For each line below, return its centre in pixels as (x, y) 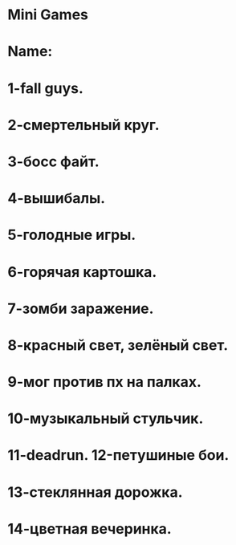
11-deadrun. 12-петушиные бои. (118, 456)
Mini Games (48, 15)
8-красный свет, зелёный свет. (118, 345)
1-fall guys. (45, 88)
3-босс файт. (53, 161)
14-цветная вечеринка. (90, 529)
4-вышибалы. (57, 199)
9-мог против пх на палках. (105, 382)
